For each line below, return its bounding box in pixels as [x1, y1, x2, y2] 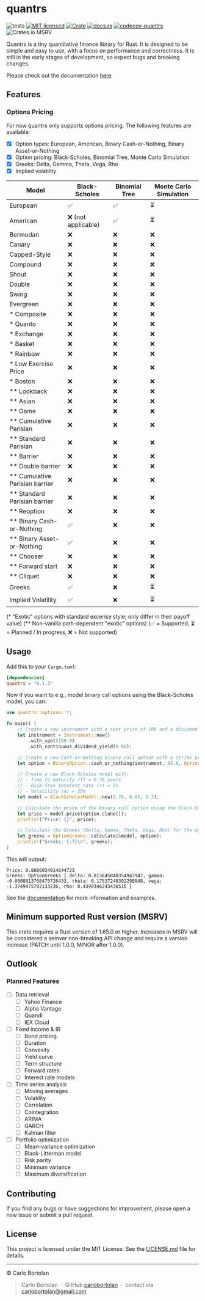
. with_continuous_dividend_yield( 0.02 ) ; [28, 743, 132, 750]
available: [6, 128, 31, 136]
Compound [9, 260, 41, 268]
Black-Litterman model [24, 1149, 82, 1157]
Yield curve [24, 1053, 53, 1060]
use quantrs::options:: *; [6, 710, 72, 716]
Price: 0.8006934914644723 [6, 867, 75, 873]
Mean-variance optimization [24, 1143, 96, 1150]
